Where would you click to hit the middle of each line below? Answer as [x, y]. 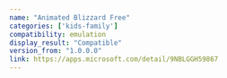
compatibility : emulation [57, 34]
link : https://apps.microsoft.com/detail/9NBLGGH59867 [114, 59]
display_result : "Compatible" [66, 43]
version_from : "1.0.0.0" [56, 51]
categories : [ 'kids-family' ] [64, 26]
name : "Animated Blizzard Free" [70, 17]
